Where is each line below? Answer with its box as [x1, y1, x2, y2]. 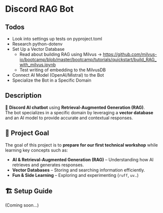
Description [5, 91, 42, 100]
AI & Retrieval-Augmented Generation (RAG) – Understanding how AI [12, 156, 154, 162]
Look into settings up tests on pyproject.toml [12, 36, 102, 42]
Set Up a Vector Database [12, 46, 65, 52]
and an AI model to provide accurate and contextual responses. [5, 115, 133, 121]
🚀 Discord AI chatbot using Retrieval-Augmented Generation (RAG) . [5, 104, 145, 110]
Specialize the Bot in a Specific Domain [12, 77, 92, 83]
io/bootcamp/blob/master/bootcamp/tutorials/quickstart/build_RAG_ [19, 57, 157, 62]
